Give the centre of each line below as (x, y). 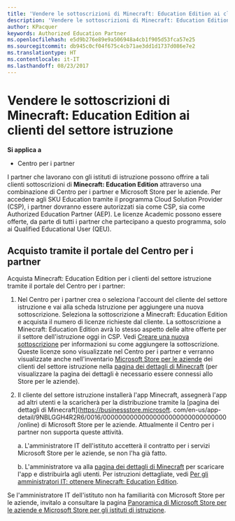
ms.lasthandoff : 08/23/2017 (48, 66)
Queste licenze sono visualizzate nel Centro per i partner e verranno (116, 352)
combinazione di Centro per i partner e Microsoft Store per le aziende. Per (114, 192)
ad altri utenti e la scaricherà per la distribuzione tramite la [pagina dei (118, 403)
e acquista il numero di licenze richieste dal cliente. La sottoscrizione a (119, 322)
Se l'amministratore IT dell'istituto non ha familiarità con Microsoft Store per (116, 495)
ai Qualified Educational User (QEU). (59, 229)
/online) (28, 425)
